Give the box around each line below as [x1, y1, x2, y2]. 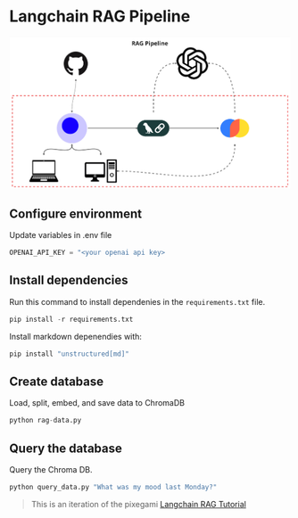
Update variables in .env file [9, 230, 112, 241]
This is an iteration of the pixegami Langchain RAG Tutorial [30, 498, 247, 509]
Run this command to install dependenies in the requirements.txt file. [9, 296, 266, 307]
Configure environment [9, 206, 143, 221]
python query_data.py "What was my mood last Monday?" [9, 483, 218, 492]
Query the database [9, 440, 123, 456]
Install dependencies [9, 273, 128, 288]
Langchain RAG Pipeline [9, 6, 191, 27]
